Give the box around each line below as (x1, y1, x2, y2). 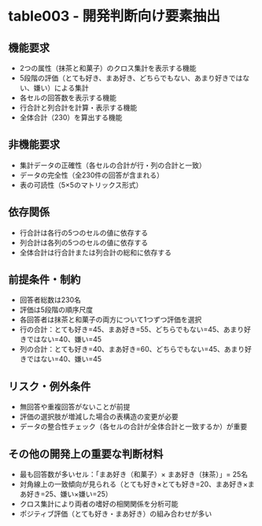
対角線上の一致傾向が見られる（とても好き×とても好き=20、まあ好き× (19, 479, 248, 489)
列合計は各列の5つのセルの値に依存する (19, 237, 149, 247)
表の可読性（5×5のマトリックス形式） (19, 180, 143, 189)
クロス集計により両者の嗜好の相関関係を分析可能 (19, 499, 179, 509)
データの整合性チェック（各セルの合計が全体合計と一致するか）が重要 (19, 422, 248, 431)
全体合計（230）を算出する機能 (19, 113, 123, 122)
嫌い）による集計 (33, 84, 89, 92)
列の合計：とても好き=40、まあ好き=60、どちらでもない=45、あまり (19, 345, 245, 354)
